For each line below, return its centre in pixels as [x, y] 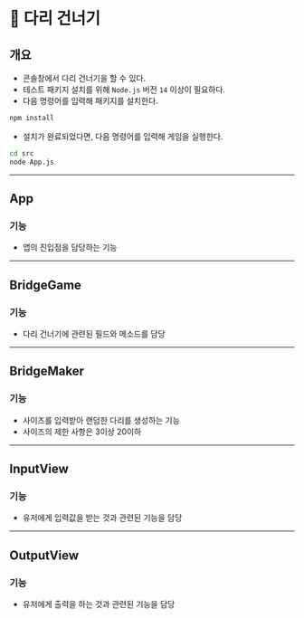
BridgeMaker [47, 371]
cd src [22, 153]
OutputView [44, 555]
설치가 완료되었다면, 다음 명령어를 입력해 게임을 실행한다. [123, 136]
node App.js [32, 162]
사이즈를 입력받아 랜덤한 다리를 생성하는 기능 [101, 420]
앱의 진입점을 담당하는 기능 [70, 247]
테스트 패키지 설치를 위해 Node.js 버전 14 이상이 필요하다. [124, 90]
